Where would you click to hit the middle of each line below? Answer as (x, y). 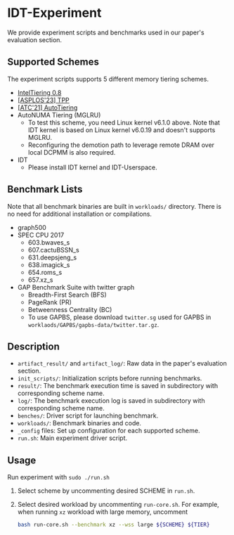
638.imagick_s (49, 264)
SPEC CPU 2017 (41, 235)
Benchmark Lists (45, 189)
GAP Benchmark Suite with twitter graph (76, 287)
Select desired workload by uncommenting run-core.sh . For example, (118, 505)
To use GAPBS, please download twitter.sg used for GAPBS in (119, 317)
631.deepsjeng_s (52, 257)
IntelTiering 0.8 (39, 92)
